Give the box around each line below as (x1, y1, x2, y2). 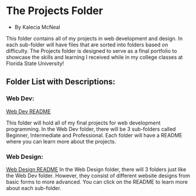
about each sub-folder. (6, 184, 61, 191)
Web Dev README (6, 107, 51, 115)
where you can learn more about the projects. (6, 138, 116, 145)
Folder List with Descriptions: (6, 77, 116, 87)
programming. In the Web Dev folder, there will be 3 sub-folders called (6, 125, 176, 133)
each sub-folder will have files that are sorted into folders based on (6, 41, 169, 48)
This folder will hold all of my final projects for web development (6, 119, 161, 126)
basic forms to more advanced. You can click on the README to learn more (6, 178, 188, 185)
